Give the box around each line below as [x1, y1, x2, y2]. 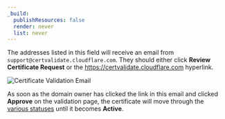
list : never [13, 29, 48, 37]
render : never [13, 23, 54, 30]
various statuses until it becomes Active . [7, 104, 124, 113]
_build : [7, 10, 30, 17]
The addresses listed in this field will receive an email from [7, 48, 174, 57]
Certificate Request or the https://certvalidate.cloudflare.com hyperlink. [7, 63, 214, 71]
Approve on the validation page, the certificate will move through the [7, 98, 204, 106]
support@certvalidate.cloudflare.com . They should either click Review [7, 56, 211, 64]
